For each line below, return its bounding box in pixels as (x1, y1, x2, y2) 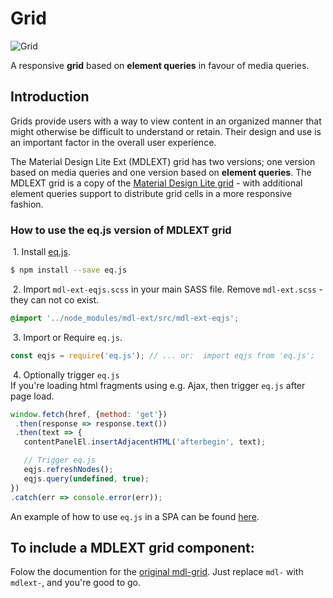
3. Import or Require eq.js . (12, 331, 123, 343)
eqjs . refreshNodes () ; (23, 465, 114, 475)
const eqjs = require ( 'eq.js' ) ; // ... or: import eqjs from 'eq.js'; (10, 350, 315, 361)
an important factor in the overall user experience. (10, 136, 217, 148)
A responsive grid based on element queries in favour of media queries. (10, 59, 310, 71)
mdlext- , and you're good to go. (10, 577, 142, 589)
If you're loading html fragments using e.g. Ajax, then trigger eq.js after (10, 379, 306, 391)
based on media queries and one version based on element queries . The (10, 166, 312, 178)
